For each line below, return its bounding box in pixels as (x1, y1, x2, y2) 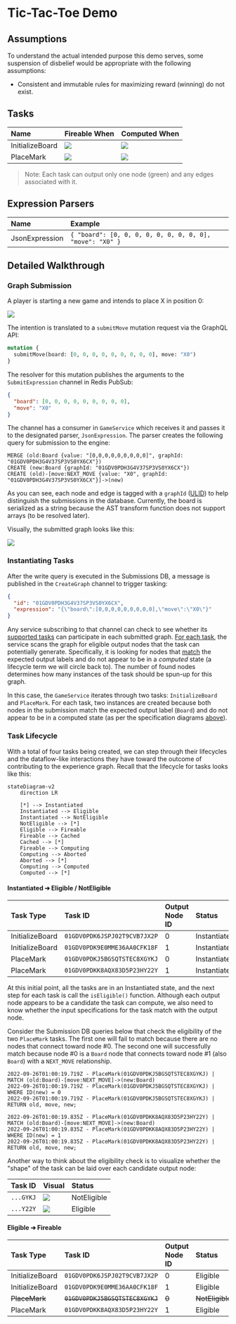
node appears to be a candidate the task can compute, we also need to (7, 998, 214, 1006)
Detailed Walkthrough (7, 260, 105, 272)
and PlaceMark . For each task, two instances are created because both (7, 699, 211, 707)
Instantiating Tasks (7, 556, 74, 566)
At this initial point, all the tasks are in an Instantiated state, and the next (7, 983, 215, 992)
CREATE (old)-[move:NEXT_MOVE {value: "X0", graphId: (7, 471, 169, 478)
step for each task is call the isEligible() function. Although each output (7, 991, 220, 999)
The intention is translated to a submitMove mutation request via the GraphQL (7, 323, 228, 332)
